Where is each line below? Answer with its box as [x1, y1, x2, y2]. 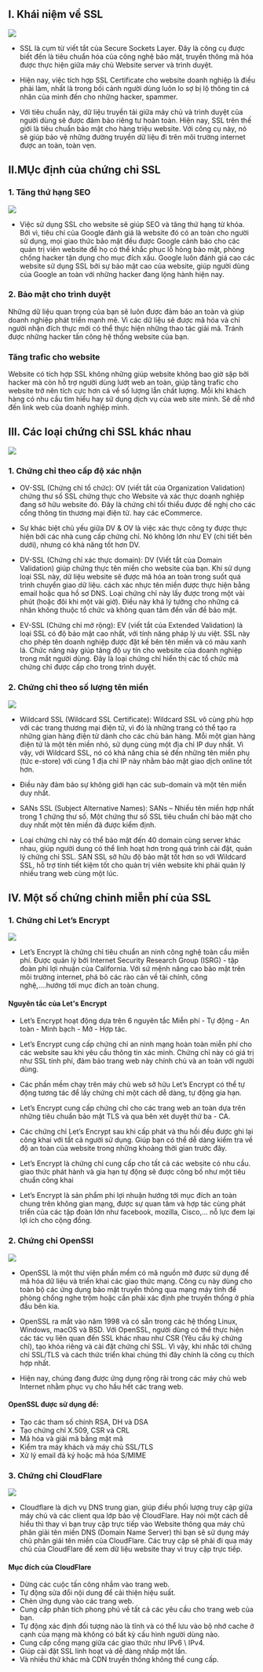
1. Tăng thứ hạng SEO [8, 187, 91, 198]
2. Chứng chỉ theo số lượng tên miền [8, 682, 149, 693]
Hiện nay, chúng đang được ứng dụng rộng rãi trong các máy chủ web [19, 1373, 247, 1382]
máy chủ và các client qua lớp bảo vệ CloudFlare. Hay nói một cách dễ [19, 1511, 249, 1520]
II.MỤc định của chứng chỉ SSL [8, 163, 161, 177]
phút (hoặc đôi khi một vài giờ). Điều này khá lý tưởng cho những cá [19, 597, 239, 607]
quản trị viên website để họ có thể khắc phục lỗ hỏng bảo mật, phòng [19, 244, 245, 254]
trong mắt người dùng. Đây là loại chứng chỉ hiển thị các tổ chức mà [19, 654, 239, 663]
